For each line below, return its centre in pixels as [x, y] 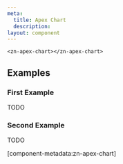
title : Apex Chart [40, 20]
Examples [29, 73]
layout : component [34, 33]
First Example [31, 92]
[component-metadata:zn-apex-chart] [61, 154]
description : [32, 26]
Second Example [36, 125]
